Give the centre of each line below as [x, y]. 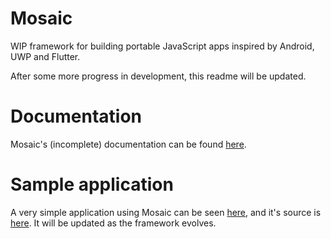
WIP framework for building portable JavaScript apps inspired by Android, [162, 46]
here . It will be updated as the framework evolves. [113, 223]
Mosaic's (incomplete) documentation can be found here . [128, 144]
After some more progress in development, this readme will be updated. [158, 76]
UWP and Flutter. [45, 56]
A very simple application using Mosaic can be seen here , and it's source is [166, 212]
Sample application [92, 184]
